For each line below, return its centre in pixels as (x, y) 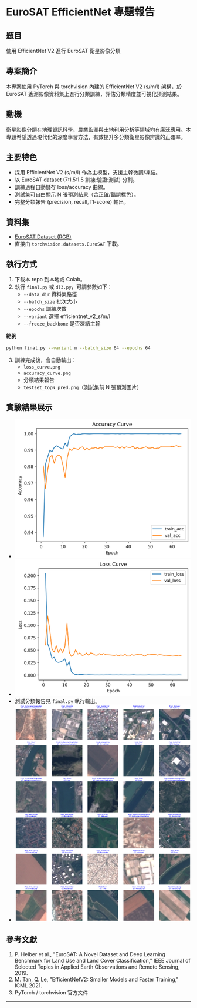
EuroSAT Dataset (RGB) (43, 237)
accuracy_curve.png (47, 373)
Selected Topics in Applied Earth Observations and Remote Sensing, (97, 967)
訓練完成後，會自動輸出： (45, 360)
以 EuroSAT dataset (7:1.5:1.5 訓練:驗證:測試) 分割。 (76, 180)
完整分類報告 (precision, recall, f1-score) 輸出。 (72, 202)
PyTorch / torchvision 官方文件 (51, 992)
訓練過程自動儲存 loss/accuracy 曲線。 (61, 187)
